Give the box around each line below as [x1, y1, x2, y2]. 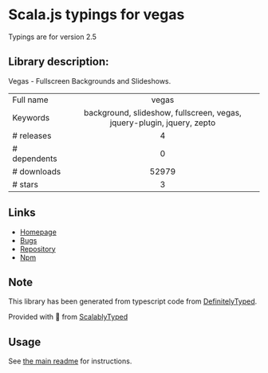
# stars [12, 179, 38, 190]
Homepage [19, 227, 57, 237]
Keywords [12, 112, 50, 123]
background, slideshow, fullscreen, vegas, [83, 107, 242, 118]
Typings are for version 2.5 [8, 32, 97, 41]
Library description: [8, 55, 109, 69]
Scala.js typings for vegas [8, 6, 185, 24]
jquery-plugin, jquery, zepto [109, 117, 216, 128]
